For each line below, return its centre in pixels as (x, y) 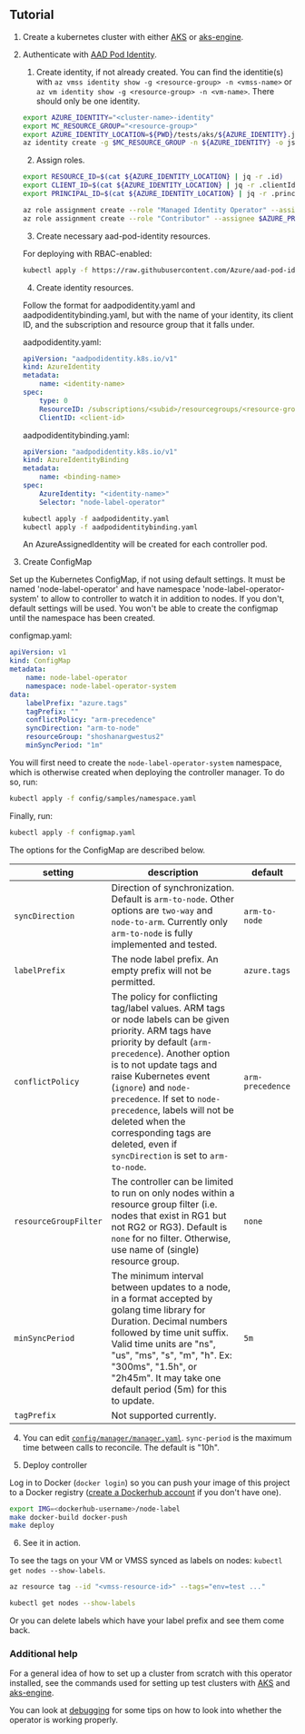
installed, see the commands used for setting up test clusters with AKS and (150, 1683)
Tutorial (32, 15)
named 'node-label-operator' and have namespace (105, 589)
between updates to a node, (171, 1286)
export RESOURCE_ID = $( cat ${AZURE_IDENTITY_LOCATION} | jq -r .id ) (153, 177)
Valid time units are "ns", (163, 1344)
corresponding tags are (161, 1132)
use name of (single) (155, 1249)
